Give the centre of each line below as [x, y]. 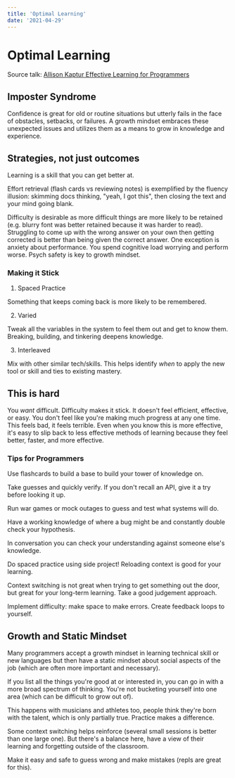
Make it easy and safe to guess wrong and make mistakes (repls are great [114, 760]
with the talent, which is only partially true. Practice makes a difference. [111, 718]
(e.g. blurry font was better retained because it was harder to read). [105, 225]
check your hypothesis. [41, 530]
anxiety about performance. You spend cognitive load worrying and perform [118, 248]
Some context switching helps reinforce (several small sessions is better [112, 732]
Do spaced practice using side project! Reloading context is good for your [114, 564]
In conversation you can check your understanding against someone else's [116, 543]
